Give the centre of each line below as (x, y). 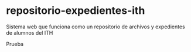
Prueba (15, 44)
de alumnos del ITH (30, 32)
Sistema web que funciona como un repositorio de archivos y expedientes (96, 27)
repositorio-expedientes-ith (76, 11)
